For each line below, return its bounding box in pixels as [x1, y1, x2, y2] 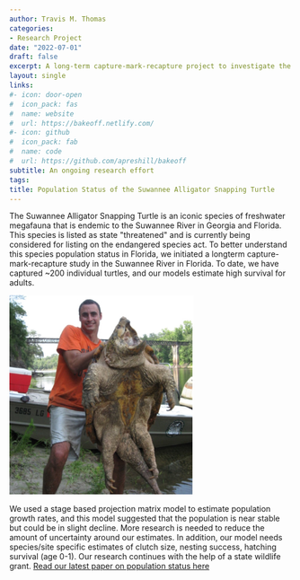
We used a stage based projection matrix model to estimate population [9, 503, 271, 514]
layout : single [9, 72, 66, 81]
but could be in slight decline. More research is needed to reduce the [9, 522, 265, 533]
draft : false [9, 52, 58, 62]
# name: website [9, 109, 75, 119]
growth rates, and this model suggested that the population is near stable [9, 513, 280, 523]
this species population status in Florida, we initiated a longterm [9, 249, 245, 259]
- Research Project [9, 33, 83, 42]
